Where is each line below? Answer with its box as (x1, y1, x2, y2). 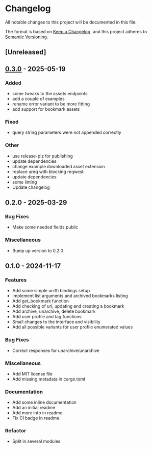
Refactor (5, 427, 26, 434)
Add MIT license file (12, 371, 53, 376)
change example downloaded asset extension (12, 163, 105, 169)
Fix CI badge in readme (12, 415, 60, 421)
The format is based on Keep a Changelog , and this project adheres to (5, 28, 147, 34)
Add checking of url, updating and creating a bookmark (12, 303, 125, 309)
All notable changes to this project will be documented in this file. (5, 19, 137, 25)
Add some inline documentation (12, 399, 77, 405)
